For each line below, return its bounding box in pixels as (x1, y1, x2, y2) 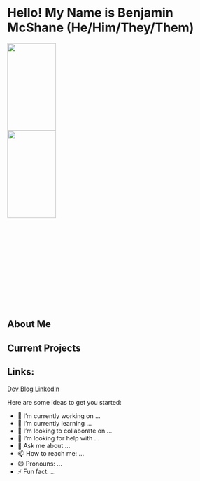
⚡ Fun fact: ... (17, 467, 56, 475)
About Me (7, 318, 51, 330)
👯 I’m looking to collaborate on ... (17, 426, 113, 435)
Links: (7, 366, 35, 378)
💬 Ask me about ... (17, 441, 71, 450)
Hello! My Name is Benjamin (7, 5, 173, 21)
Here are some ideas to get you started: (7, 398, 122, 406)
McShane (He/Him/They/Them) (7, 20, 194, 36)
